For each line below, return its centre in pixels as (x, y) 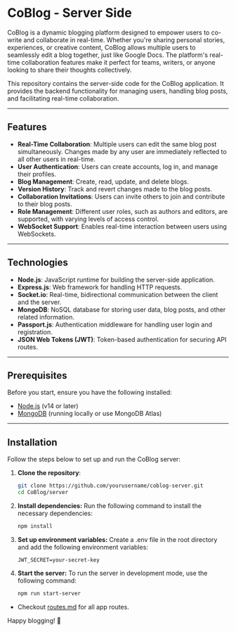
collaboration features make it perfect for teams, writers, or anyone (118, 62)
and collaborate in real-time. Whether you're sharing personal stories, (124, 39)
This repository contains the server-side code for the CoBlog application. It (116, 83)
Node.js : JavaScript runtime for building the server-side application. (116, 279)
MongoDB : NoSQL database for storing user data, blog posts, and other (122, 309)
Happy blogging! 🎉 (34, 620)
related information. (46, 317)
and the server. (39, 302)
